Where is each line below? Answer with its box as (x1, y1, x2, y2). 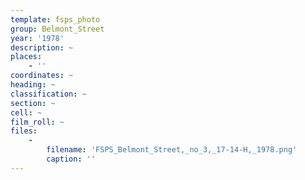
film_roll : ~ (10, 117, 65, 127)
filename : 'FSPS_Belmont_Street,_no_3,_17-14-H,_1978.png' (46, 145, 298, 155)
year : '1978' (10, 33, 65, 43)
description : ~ (10, 42, 74, 53)
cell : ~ (10, 107, 43, 118)
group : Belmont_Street (10, 24, 105, 34)
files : (10, 126, 38, 136)
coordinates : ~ (10, 71, 74, 81)
